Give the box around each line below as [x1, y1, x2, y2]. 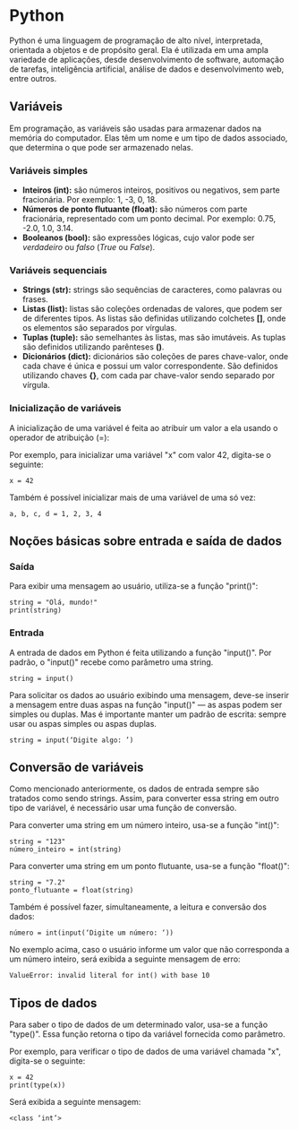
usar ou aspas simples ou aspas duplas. [9, 718, 157, 729]
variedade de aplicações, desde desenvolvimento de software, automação [9, 54, 285, 65]
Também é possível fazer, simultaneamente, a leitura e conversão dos [9, 901, 267, 912]
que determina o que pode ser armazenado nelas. [9, 142, 194, 152]
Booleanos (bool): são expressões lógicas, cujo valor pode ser [21, 232, 255, 243]
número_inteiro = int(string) [9, 845, 123, 854]
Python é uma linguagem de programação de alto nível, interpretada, [9, 35, 263, 46]
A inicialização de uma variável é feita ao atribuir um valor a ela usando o [9, 422, 278, 433]
